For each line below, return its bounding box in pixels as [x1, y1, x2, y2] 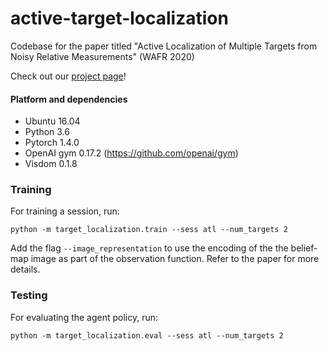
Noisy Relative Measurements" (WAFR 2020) [10, 50, 195, 62]
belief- [290, 242, 318, 254]
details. [10, 263, 41, 276]
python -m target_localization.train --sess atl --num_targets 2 [10, 225, 288, 235]
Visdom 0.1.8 [24, 158, 78, 170]
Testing [10, 288, 48, 302]
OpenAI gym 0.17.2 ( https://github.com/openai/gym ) [24, 147, 239, 159]
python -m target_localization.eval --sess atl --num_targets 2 [10, 330, 284, 341]
